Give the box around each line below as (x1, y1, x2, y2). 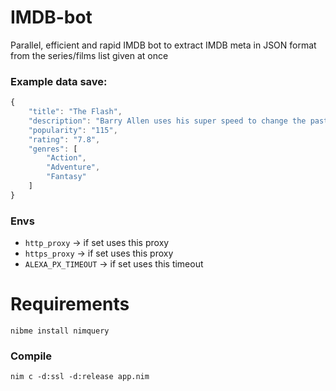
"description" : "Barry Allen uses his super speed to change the (28, 116, 307, 126)
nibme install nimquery (10, 326, 110, 336)
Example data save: (10, 74, 108, 88)
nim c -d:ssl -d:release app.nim (10, 372, 150, 382)
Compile (10, 349, 52, 363)
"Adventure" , (46, 162, 101, 173)
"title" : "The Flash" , (28, 107, 123, 117)
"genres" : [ (28, 144, 78, 154)
